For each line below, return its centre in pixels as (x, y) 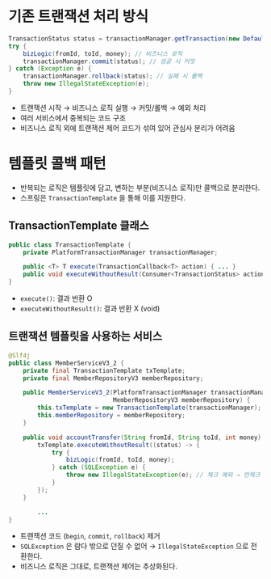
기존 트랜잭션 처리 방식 (79, 17)
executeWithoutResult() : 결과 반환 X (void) (90, 309)
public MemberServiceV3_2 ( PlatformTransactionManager (115, 393)
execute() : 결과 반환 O (56, 298)
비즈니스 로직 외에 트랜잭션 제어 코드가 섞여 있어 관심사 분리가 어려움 (127, 128)
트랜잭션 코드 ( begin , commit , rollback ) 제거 (90, 536)
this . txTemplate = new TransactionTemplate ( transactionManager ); (150, 408)
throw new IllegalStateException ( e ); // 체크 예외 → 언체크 (163, 475)
